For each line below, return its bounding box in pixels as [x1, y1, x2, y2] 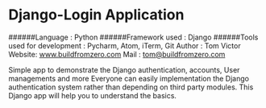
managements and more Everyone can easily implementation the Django [8, 73, 250, 83]
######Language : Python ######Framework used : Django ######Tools [8, 32, 259, 42]
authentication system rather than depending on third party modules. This [8, 82, 254, 92]
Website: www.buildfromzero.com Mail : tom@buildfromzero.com [8, 49, 226, 59]
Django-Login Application [8, 6, 185, 24]
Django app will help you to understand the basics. [8, 90, 177, 100]
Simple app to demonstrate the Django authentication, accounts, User [8, 64, 240, 74]
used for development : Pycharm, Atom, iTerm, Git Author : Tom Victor [8, 40, 241, 50]
